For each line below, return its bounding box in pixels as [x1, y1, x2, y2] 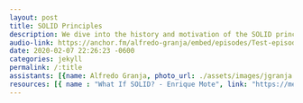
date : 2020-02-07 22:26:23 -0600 [9, 47, 135, 56]
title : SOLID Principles [9, 21, 103, 30]
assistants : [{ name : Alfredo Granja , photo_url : [9, 72, 196, 81]
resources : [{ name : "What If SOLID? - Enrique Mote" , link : [9, 80, 248, 89]
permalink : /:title [9, 64, 83, 73]
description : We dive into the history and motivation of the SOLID [9, 30, 272, 39]
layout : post [9, 13, 59, 22]
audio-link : [9, 38, 54, 47]
